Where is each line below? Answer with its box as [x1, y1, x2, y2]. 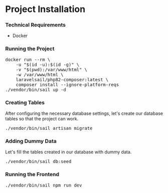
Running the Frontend [5, 171, 59, 178]
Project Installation [5, 4, 86, 15]
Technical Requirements [5, 22, 66, 29]
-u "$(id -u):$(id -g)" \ [16, 62, 80, 67]
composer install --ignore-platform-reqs [16, 82, 119, 87]
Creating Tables [5, 99, 45, 106]
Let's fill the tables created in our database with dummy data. [5, 149, 132, 155]
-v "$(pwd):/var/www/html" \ [16, 67, 88, 72]
